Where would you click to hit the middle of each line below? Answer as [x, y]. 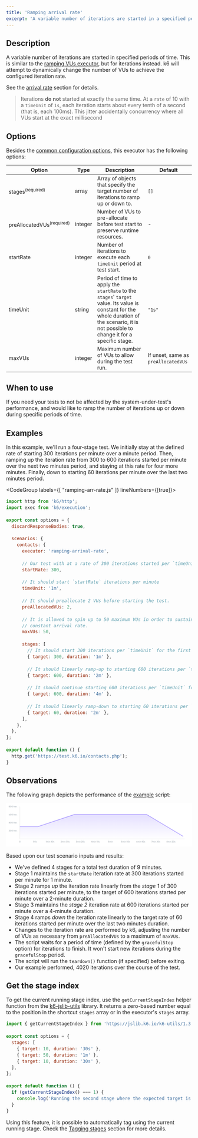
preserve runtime [118, 230]
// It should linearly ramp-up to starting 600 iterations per [106, 669]
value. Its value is [118, 303]
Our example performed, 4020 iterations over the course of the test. [98, 967]
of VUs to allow [115, 355]
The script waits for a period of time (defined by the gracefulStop [94, 942]
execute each [113, 257]
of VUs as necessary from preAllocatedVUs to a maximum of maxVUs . [97, 936]
